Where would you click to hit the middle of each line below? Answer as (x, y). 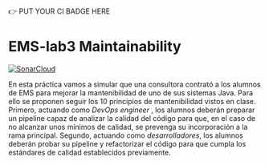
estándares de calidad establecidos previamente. (90, 152)
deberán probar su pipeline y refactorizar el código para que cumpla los (127, 143)
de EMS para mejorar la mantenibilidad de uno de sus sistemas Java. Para (131, 93)
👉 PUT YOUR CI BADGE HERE (59, 11)
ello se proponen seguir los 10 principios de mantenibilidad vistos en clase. (132, 101)
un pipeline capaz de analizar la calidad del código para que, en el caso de (132, 118)
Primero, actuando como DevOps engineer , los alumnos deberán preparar (132, 110)
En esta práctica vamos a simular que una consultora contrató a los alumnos (134, 84)
